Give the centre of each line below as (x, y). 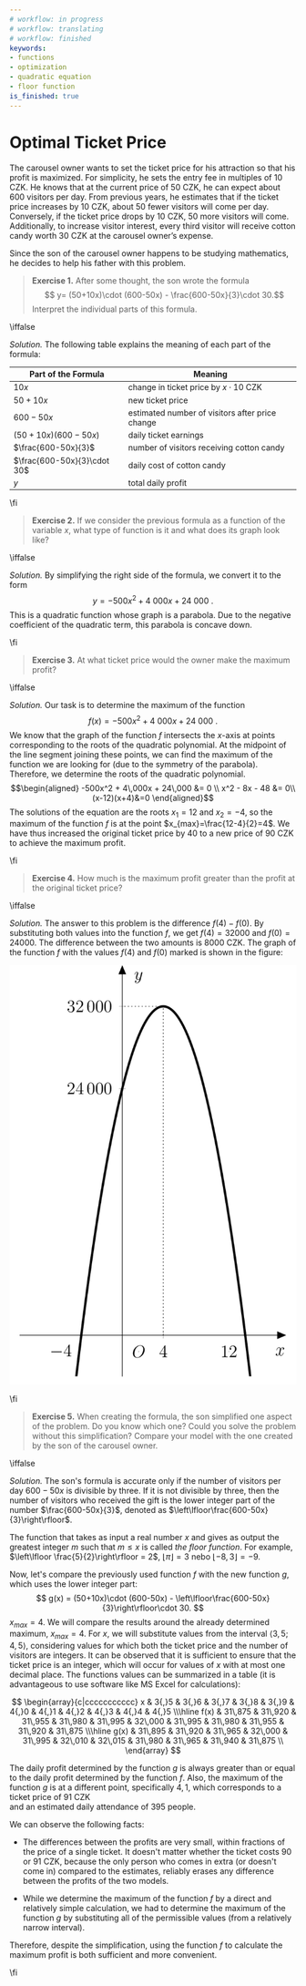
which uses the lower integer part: (74, 1584)
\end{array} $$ (153, 1751)
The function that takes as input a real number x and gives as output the (144, 1537)
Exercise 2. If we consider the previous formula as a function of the (158, 520)
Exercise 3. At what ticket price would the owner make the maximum (161, 660)
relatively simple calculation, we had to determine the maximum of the (154, 1909)
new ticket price (158, 400)
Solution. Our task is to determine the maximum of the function (127, 705)
